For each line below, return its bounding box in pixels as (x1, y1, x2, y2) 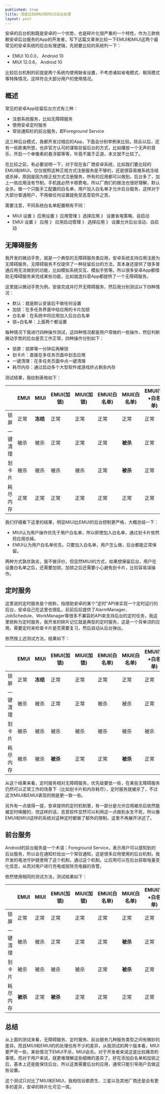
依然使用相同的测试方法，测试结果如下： (5, 874, 87, 879)
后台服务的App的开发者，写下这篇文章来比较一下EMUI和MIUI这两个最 (18, 36, 159, 42)
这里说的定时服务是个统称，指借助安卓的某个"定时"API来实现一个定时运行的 (5, 600, 158, 606)
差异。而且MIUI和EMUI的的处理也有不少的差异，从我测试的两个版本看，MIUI (5, 1043, 160, 1049)
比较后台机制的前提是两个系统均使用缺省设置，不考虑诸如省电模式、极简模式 (5, 70, 160, 76)
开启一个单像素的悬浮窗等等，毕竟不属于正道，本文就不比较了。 (13, 151, 143, 157)
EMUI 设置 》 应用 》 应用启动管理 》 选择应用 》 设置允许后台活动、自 (12, 219, 155, 225)
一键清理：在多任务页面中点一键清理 (12, 358, 86, 364)
